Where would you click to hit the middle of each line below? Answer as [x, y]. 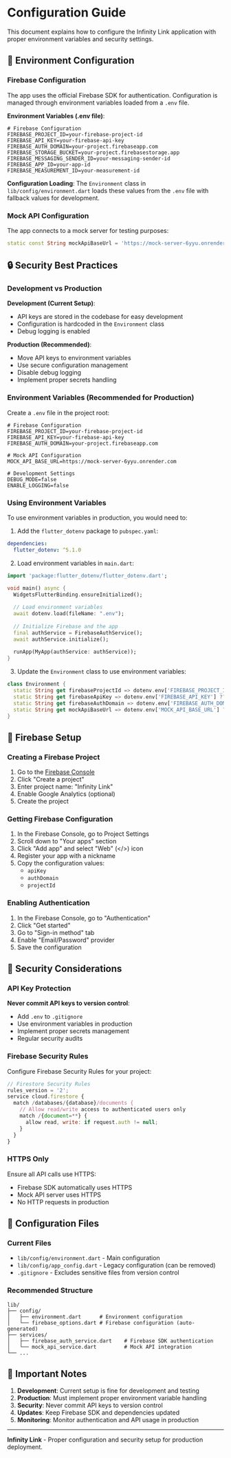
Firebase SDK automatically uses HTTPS [75, 1187]
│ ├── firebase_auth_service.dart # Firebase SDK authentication [110, 1341]
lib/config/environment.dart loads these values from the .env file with [108, 190]
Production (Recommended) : [49, 344]
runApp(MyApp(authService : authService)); [75, 652]
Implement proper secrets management [73, 1031]
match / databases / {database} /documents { [74, 1103]
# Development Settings [41, 473]
